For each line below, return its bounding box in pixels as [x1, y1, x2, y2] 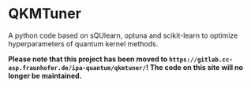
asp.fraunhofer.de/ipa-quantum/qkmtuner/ [8, 64, 147, 71]
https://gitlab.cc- [168, 56, 233, 64]
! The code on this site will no [145, 62, 243, 71]
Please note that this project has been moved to [8, 54, 168, 64]
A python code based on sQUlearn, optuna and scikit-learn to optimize [8, 31, 238, 40]
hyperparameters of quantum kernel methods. [8, 38, 159, 48]
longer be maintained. [8, 71, 82, 80]
